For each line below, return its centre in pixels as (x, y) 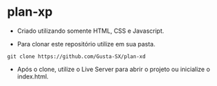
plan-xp (30, 12)
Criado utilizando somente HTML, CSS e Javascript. (91, 31)
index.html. (33, 76)
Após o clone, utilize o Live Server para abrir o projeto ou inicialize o (114, 69)
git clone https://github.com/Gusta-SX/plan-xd (77, 56)
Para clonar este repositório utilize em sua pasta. (86, 44)
